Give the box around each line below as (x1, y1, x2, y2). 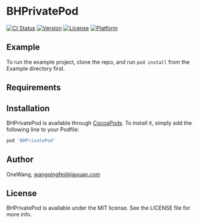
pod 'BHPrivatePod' (6, 137, 56, 144)
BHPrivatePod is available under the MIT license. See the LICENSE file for (6, 204, 191, 211)
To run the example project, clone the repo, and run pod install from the (6, 58, 190, 65)
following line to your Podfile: (6, 126, 80, 133)
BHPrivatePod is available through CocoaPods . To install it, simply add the (6, 119, 192, 126)
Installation (6, 103, 50, 113)
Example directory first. (6, 65, 65, 72)
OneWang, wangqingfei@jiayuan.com (6, 171, 101, 178)
